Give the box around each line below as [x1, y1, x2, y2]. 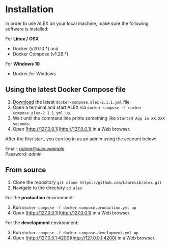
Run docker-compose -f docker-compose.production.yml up [12, 204, 136, 210]
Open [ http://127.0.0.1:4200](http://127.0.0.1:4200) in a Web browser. [12, 235, 156, 241]
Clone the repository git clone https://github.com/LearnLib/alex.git [12, 179, 162, 185]
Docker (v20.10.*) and [12, 45, 59, 51]
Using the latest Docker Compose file [5, 85, 126, 94]
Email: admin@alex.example [5, 145, 65, 151]
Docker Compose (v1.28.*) [12, 51, 69, 57]
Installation [5, 4, 54, 15]
